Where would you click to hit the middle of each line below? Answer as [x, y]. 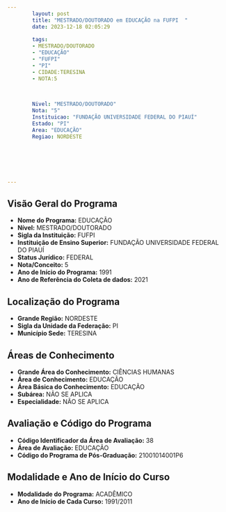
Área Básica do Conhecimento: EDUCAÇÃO [81, 387]
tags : [40, 40]
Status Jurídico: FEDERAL [55, 257]
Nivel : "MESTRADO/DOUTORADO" [74, 104]
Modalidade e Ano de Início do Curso [89, 477]
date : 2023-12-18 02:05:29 [71, 27]
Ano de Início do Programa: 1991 [65, 272]
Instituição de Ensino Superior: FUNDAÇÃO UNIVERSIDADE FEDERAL [118, 243]
